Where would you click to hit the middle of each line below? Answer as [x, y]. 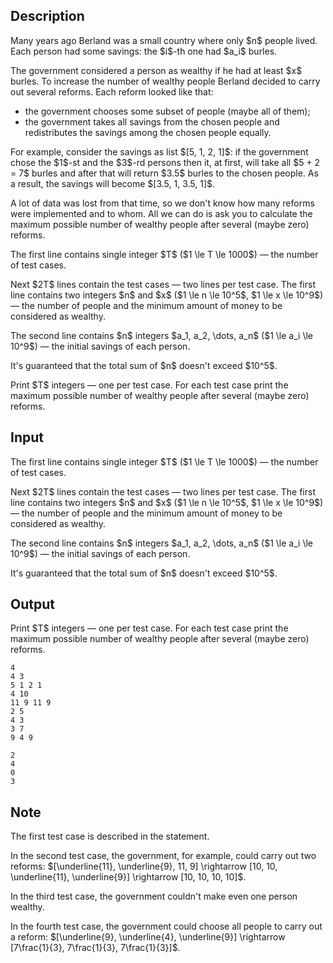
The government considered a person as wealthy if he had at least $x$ [156, 70]
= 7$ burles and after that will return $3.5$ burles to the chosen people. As [164, 173]
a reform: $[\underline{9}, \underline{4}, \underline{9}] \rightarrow [148, 937]
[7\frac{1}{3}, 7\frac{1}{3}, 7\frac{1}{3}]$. [95, 948]
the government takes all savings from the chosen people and [152, 121]
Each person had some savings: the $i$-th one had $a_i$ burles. [144, 51]
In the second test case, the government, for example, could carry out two [163, 856]
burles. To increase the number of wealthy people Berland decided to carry [165, 81]
